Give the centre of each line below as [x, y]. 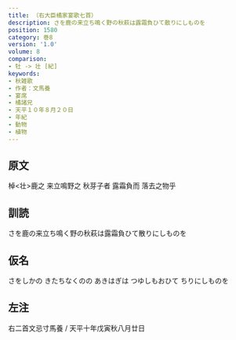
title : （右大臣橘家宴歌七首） [53, 15]
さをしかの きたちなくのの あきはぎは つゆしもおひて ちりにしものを [118, 281]
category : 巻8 [31, 37]
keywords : [24, 74]
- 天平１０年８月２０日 [41, 110]
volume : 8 [24, 52]
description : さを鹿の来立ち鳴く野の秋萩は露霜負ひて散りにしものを [107, 23]
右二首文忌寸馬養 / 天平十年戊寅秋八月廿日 [76, 328]
